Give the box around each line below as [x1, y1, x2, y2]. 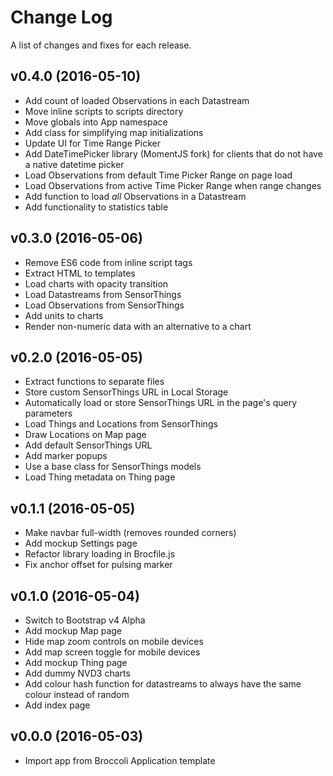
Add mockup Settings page [24, 537, 138, 550]
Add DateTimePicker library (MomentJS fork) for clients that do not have [24, 147, 323, 160]
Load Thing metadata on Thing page [24, 471, 176, 483]
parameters [24, 407, 73, 420]
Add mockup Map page [24, 625, 123, 636]
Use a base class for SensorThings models [24, 461, 202, 473]
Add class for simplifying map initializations [24, 126, 204, 138]
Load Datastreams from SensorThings [24, 288, 182, 300]
